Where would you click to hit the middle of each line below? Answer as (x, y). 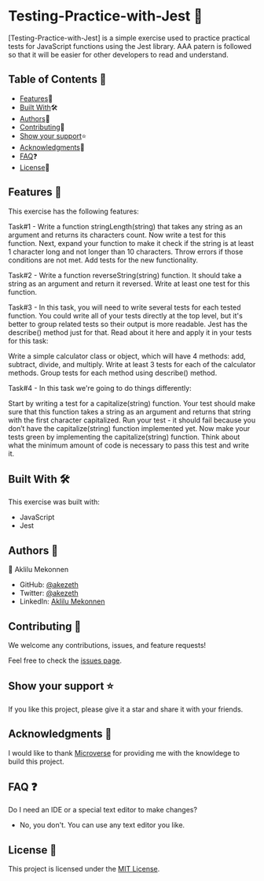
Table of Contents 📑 (57, 79)
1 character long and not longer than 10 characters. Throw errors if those (126, 251)
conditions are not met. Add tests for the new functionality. (103, 260)
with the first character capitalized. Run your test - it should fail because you (132, 420)
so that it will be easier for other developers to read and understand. (119, 54)
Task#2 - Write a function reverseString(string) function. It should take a (125, 275)
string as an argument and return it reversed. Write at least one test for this (129, 284)
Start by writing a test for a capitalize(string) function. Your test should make (132, 403)
